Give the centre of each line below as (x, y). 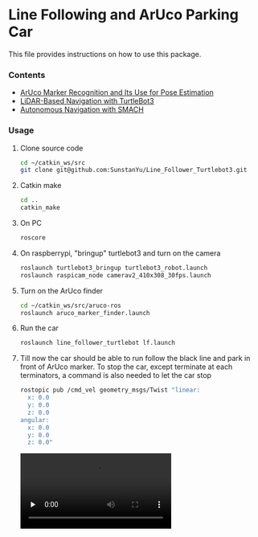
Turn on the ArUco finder (61, 290)
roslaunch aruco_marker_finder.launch (85, 313)
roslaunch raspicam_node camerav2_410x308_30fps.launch (115, 275)
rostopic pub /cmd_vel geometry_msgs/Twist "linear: (110, 390)
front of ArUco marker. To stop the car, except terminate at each (126, 367)
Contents (27, 75)
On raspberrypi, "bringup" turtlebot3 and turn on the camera (120, 253)
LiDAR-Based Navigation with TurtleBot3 (87, 101)
